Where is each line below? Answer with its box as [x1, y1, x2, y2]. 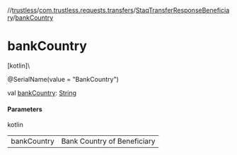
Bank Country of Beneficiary [61, 137, 156, 147]
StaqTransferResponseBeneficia [135, 6, 230, 14]
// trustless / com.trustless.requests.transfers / [7, 6, 137, 14]
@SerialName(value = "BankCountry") [7, 75, 119, 83]
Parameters [7, 105, 42, 113]
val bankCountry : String [7, 88, 76, 97]
